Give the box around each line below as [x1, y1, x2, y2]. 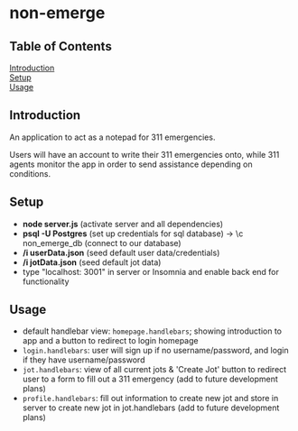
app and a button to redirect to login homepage [22, 335, 199, 346]
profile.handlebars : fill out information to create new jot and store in [22, 393, 279, 404]
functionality [22, 276, 70, 287]
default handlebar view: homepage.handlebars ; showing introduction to [22, 326, 283, 336]
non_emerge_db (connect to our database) [22, 237, 182, 248]
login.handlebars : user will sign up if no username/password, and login [22, 345, 289, 356]
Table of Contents [9, 39, 113, 54]
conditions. [9, 168, 51, 179]
